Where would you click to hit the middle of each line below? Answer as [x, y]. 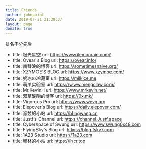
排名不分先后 [19, 44]
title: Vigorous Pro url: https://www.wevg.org [59, 102]
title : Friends [21, 10]
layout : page [19, 24]
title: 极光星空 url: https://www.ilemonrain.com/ [62, 55]
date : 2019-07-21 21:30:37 [34, 19]
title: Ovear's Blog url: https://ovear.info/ [54, 60]
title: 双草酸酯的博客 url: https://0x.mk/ [52, 96]
